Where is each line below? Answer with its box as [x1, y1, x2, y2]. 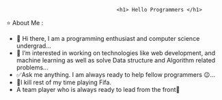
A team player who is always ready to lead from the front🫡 [16, 86, 180, 93]
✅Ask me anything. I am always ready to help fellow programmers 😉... [16, 71, 216, 78]
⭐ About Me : [6, 19, 44, 27]
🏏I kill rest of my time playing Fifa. [16, 78, 112, 86]
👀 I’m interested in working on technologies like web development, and [16, 49, 216, 57]
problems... [16, 63, 48, 71]
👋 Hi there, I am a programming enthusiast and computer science [16, 35, 200, 42]
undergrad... [16, 41, 52, 50]
